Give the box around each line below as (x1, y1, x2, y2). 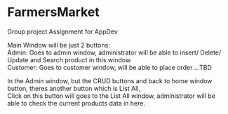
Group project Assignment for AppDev (7, 27, 118, 36)
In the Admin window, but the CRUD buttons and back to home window (7, 76, 213, 85)
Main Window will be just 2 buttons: (7, 41, 110, 49)
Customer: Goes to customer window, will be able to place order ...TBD (7, 63, 213, 71)
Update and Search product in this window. (7, 55, 132, 64)
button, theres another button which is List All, (7, 84, 141, 92)
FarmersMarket (7, 4, 100, 20)
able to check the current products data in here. (7, 99, 146, 107)
